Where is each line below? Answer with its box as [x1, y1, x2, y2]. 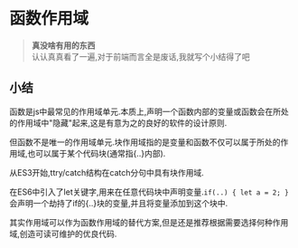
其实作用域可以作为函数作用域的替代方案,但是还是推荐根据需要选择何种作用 [9, 216, 289, 227]
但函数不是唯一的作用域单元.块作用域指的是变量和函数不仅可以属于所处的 [9, 137, 282, 148]
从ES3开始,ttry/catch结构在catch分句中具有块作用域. [9, 167, 205, 177]
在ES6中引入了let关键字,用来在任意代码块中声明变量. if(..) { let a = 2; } [9, 186, 289, 197]
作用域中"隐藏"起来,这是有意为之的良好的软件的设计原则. [16, 117, 228, 128]
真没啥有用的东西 [31, 40, 96, 51]
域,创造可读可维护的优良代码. [9, 228, 117, 239]
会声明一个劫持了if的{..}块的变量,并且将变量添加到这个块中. [9, 197, 228, 208]
